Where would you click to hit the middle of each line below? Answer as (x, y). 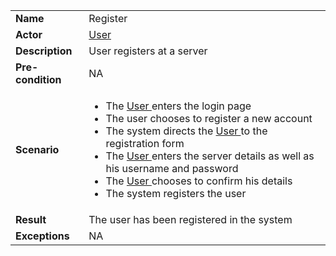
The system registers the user (176, 193)
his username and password (172, 168)
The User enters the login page (178, 106)
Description (44, 51)
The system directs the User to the (186, 131)
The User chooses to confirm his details (199, 181)
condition (38, 79)
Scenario (37, 149)
